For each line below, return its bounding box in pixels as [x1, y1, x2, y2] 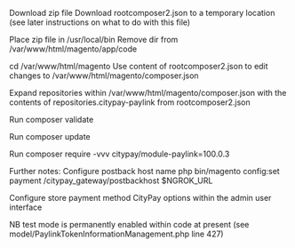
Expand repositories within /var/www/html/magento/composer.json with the [9, 88, 287, 98]
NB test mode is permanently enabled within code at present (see [9, 220, 250, 229]
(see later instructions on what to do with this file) [9, 17, 191, 28]
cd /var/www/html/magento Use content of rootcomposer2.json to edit [9, 61, 268, 71]
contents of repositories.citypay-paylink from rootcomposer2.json [9, 97, 251, 108]
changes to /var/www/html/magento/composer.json [9, 70, 199, 81]
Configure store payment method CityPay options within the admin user [9, 193, 272, 203]
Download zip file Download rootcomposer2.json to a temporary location [9, 8, 275, 18]
